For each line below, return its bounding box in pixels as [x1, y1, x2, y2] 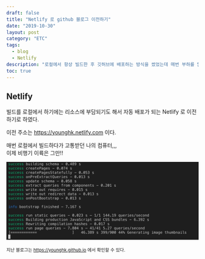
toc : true [6, 68, 32, 74]
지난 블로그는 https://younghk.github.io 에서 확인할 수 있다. [6, 247, 126, 254]
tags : [6, 42, 20, 48]
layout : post [6, 29, 40, 35]
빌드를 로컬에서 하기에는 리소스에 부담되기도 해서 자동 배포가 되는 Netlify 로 [6, 108, 185, 115]
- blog [12, 49, 29, 55]
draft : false [6, 10, 40, 16]
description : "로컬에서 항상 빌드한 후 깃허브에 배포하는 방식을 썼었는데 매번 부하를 [6, 61, 195, 67]
